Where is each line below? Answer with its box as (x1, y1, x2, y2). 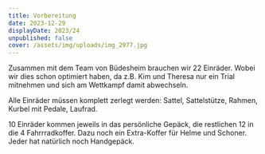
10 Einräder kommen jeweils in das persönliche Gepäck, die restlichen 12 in (8, 120, 254, 129)
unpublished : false (8, 34, 73, 42)
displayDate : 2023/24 (8, 26, 80, 34)
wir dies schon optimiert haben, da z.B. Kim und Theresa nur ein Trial (8, 72, 235, 81)
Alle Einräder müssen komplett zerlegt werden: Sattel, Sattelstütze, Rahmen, (8, 96, 258, 105)
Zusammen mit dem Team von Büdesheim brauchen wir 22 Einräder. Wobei (8, 63, 256, 73)
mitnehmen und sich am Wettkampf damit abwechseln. (8, 81, 189, 90)
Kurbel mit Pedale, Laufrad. (8, 105, 98, 114)
